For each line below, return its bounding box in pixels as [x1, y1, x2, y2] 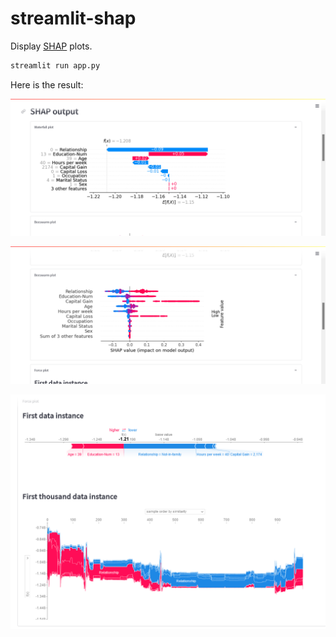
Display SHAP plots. [10, 40, 93, 52]
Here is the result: [10, 78, 84, 91]
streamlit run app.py [10, 60, 101, 71]
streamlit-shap [10, 7, 137, 30]
